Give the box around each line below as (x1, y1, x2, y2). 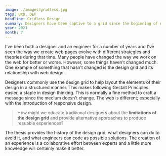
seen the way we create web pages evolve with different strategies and (5, 49, 151, 55)
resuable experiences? (17, 120, 64, 126)
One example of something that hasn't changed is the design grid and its (5, 64, 153, 70)
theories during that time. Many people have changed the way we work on (5, 54, 157, 60)
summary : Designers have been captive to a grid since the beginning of (5, 21, 158, 26)
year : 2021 (5, 26, 28, 31)
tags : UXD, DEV (5, 12, 37, 17)
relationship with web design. (5, 70, 65, 75)
